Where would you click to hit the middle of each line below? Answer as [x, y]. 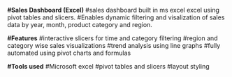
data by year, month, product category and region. [80, 25]
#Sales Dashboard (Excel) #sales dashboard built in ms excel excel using [114, 10]
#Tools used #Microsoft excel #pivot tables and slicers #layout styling [108, 66]
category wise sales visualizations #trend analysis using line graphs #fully [114, 45]
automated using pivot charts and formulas [69, 53]
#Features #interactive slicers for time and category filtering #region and [113, 38]
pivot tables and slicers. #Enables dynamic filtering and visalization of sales [116, 17]
